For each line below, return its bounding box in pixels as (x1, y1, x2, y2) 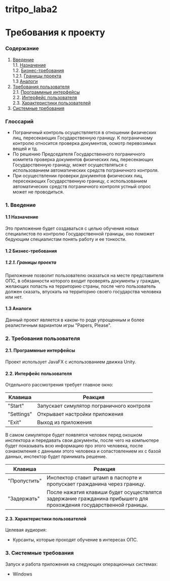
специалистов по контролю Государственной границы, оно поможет (5, 231, 155, 237)
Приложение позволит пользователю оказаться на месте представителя (5, 272, 164, 278)
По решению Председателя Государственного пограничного (12, 151, 145, 157)
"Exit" (8, 419, 22, 426)
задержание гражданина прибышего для (46, 495, 148, 502)
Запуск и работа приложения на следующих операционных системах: (5, 561, 158, 567)
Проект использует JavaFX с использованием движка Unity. (5, 358, 137, 364)
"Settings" (8, 411, 32, 418)
